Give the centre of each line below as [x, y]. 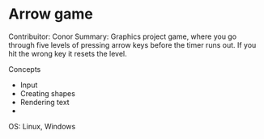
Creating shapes [47, 93]
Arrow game [51, 14]
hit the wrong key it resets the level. [68, 53]
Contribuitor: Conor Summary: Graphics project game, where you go [123, 36]
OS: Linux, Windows [42, 126]
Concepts [25, 69]
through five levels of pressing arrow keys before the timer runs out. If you [132, 44]
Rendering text [45, 102]
